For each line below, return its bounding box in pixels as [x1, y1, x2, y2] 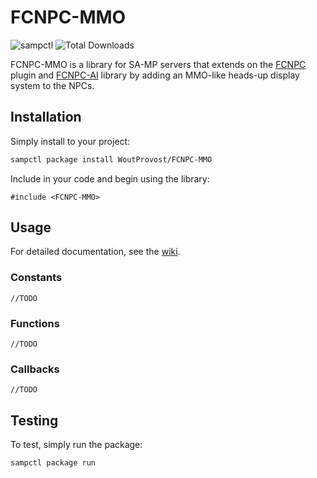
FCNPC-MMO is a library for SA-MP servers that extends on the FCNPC [10, 58, 307, 70]
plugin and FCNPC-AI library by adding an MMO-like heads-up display [10, 69, 300, 81]
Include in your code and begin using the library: [10, 172, 210, 185]
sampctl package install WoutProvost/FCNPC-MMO [10, 154, 213, 165]
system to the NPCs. [10, 79, 95, 91]
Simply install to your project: [10, 135, 131, 147]
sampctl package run [10, 458, 97, 468]
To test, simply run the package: [10, 439, 143, 451]
